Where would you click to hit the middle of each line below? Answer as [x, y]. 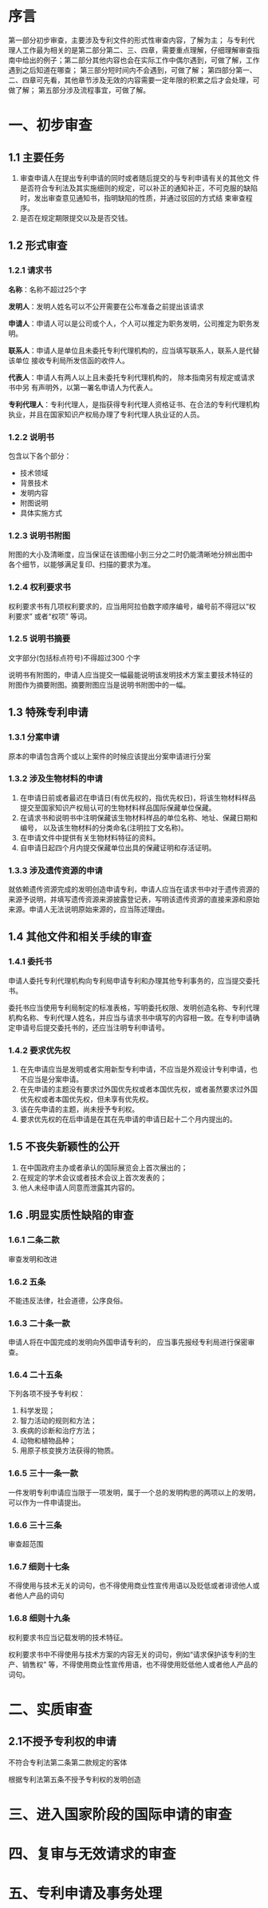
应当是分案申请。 [55, 1080]
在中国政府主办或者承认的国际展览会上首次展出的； [104, 1168]
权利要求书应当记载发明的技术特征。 [68, 1637]
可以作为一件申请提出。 [47, 1502]
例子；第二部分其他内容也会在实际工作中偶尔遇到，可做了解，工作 [151, 60]
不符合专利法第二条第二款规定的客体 [68, 1762]
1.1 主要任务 [37, 157]
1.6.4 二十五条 [35, 1375]
